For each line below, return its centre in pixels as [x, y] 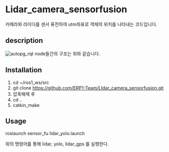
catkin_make [26, 105]
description [24, 41]
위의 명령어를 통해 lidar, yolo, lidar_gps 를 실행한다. [57, 144]
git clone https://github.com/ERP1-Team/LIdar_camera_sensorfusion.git [88, 88]
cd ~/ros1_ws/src [31, 82]
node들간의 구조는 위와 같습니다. [67, 53]
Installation [24, 70]
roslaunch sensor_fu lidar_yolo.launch [45, 134]
